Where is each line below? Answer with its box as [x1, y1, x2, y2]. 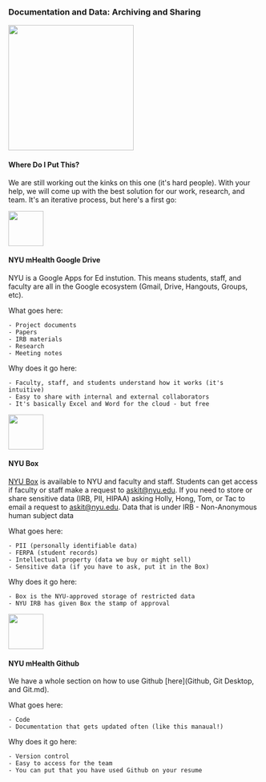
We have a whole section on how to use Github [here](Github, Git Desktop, [8, 676, 255, 686]
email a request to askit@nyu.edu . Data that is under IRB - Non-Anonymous [8, 502, 258, 512]
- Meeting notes [8, 349, 62, 357]
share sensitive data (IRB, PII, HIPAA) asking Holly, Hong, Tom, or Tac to [8, 493, 246, 503]
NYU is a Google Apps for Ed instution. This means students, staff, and [8, 273, 242, 282]
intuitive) [8, 386, 45, 394]
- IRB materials [8, 335, 62, 343]
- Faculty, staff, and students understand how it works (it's [8, 379, 224, 387]
